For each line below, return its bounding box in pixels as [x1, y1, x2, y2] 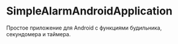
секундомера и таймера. [6, 30, 71, 37]
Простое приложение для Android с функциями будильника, [6, 24, 162, 31]
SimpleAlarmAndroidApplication [6, 4, 173, 18]
